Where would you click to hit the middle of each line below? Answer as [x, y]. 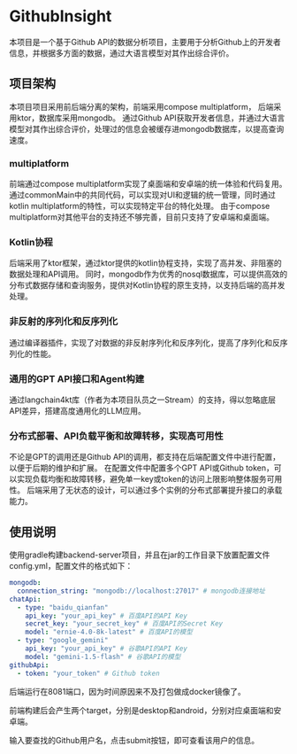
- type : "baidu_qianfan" [63, 607]
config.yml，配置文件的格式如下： [71, 566]
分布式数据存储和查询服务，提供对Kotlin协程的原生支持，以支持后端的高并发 [147, 285]
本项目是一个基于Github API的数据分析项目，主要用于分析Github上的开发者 [145, 42]
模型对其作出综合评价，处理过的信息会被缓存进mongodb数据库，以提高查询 [147, 128]
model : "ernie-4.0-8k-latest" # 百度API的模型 [109, 632]
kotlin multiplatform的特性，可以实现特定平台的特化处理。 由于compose [140, 206]
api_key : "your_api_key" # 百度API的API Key [107, 616]
